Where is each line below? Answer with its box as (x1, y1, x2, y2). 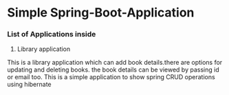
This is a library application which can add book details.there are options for (7, 59, 223, 67)
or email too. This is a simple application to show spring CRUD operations (7, 73, 215, 81)
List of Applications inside (7, 30, 96, 39)
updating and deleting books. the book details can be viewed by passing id (7, 65, 219, 74)
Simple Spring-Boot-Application (7, 5, 195, 21)
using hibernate (7, 81, 52, 89)
